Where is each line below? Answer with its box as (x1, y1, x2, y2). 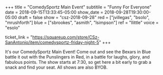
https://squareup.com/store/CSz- (32, 34, 100, 40)
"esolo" (5, 25, 20, 31)
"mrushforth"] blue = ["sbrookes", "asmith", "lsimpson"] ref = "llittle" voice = (5, 19, 159, 25)
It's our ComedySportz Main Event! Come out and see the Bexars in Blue (5, 49, 151, 55)
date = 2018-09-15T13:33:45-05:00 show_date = (5, 9, 103, 15)
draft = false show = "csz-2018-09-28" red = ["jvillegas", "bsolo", (18, 15, 150, 20)
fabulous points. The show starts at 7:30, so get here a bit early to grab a (5, 59, 151, 65)
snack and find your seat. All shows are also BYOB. (5, 64, 108, 70)
